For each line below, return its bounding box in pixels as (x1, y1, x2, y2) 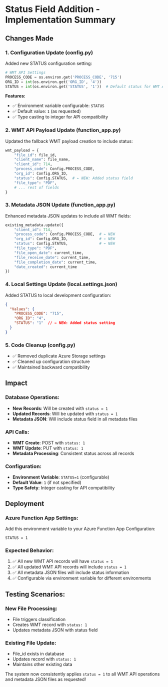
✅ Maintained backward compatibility (12, 364, 90, 370)
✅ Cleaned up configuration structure (12, 358, 90, 364)
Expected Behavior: (5, 546, 54, 553)
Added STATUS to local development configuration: (5, 292, 111, 298)
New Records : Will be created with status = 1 (12, 405, 108, 411)
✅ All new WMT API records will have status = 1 (12, 558, 113, 564)
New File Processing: (5, 605, 57, 612)
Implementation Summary (5, 14, 116, 25)
